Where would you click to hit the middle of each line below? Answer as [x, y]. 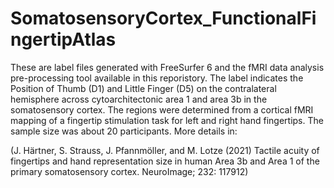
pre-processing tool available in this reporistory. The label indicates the [157, 78]
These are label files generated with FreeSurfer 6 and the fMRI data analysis [167, 67]
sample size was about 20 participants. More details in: [124, 131]
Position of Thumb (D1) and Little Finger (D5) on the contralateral [143, 88]
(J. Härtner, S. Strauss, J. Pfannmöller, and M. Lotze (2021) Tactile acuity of [165, 150]
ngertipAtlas [63, 39]
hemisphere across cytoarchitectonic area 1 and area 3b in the [139, 99]
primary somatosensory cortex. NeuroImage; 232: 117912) [129, 171]
